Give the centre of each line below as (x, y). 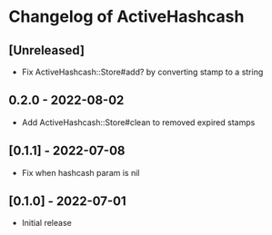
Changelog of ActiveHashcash (126, 17)
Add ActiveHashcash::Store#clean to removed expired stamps (138, 122)
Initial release (46, 223)
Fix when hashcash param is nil (81, 172)
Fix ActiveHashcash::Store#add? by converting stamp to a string (142, 72)
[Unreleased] (47, 50)
